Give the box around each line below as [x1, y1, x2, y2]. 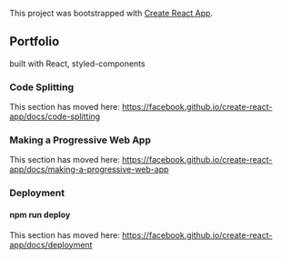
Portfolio [9, 34, 60, 49]
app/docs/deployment [9, 239, 93, 250]
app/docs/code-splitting [9, 111, 101, 122]
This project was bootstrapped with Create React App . [9, 8, 214, 18]
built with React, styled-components [9, 58, 146, 69]
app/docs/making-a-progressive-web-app [9, 164, 169, 175]
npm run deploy [9, 209, 71, 220]
